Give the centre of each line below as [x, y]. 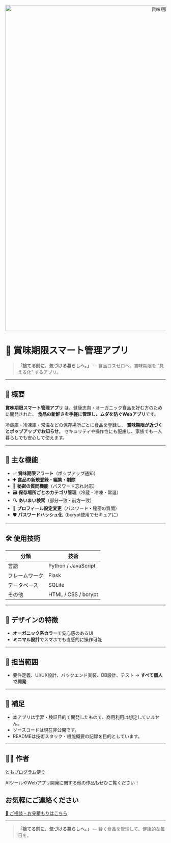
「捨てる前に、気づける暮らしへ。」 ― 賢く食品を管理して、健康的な [89, 829]
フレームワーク [26, 576]
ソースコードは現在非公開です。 [46, 730]
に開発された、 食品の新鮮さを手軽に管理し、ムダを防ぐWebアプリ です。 [82, 414]
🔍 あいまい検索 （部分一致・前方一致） [53, 500]
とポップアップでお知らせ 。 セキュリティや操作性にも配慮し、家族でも [79, 431]
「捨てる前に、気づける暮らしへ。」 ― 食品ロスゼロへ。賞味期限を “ [89, 365]
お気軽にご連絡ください [42, 800]
